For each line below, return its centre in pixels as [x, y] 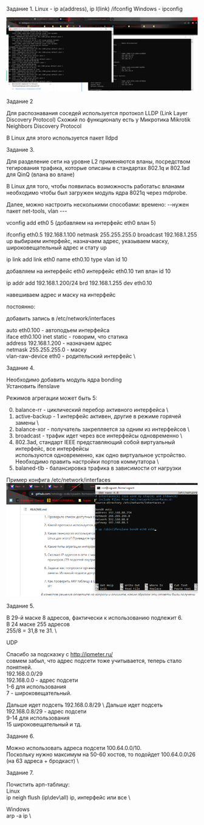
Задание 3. [20, 149]
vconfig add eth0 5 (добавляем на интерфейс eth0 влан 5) [81, 222]
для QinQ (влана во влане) [40, 174]
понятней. [19, 667]
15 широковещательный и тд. [44, 724]
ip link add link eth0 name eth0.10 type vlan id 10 [67, 259]
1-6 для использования [36, 687]
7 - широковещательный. [39, 693]
